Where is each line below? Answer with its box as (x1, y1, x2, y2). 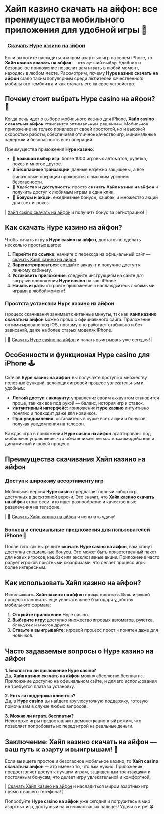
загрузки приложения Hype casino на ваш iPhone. (12, 277, 117, 283)
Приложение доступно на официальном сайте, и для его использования (5, 678, 157, 684)
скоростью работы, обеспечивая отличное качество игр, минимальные (5, 131, 156, 137)
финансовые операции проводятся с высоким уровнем (12, 173, 129, 179)
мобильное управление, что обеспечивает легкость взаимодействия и (5, 436, 154, 441)
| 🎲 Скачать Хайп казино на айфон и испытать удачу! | (5, 514, 118, 520)
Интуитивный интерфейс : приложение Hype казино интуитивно (12, 405, 149, 411)
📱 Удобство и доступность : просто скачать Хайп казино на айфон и (12, 184, 158, 190)
